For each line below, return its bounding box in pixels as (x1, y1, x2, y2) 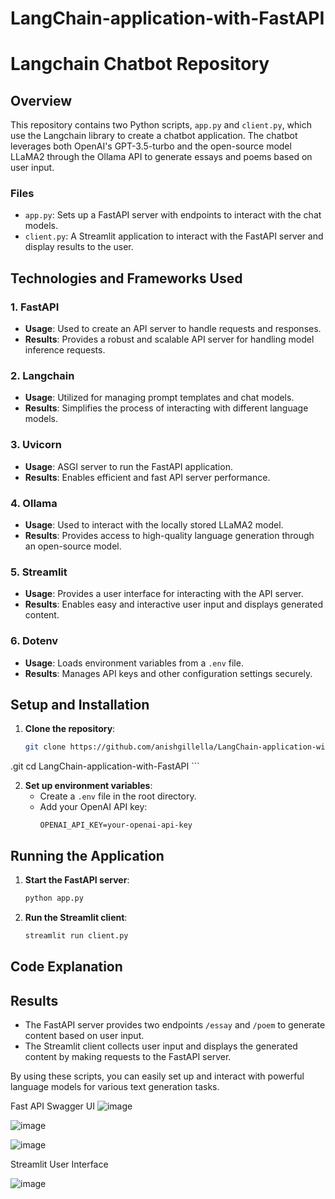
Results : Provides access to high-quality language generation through (24, 530, 315, 542)
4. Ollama (10, 496, 58, 510)
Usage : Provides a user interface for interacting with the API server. (24, 588, 304, 600)
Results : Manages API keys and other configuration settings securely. (24, 667, 313, 679)
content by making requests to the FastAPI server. (24, 1051, 232, 1063)
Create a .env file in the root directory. (39, 790, 197, 802)
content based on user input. (24, 1030, 145, 1042)
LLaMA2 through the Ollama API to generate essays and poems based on (10, 151, 313, 163)
